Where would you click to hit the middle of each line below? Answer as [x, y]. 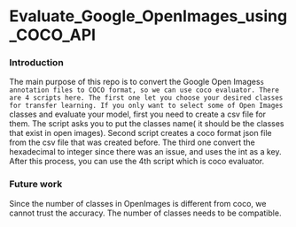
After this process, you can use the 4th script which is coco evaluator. [137, 162]
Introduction [36, 63]
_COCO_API [52, 35]
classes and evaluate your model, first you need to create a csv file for [138, 114]
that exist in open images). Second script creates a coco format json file [140, 133]
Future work [36, 185]
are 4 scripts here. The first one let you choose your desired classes [146, 98]
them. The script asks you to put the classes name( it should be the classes [147, 124]
